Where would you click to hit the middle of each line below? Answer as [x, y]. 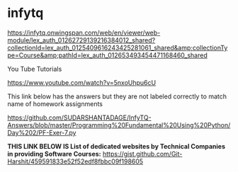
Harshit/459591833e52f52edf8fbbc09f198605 [75, 161]
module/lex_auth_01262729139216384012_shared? [81, 40]
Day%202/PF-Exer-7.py [42, 132]
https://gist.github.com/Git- [142, 154]
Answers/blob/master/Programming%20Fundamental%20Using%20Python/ [119, 125]
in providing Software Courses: [54, 154]
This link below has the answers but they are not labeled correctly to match [117, 96]
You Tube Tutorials [35, 69]
